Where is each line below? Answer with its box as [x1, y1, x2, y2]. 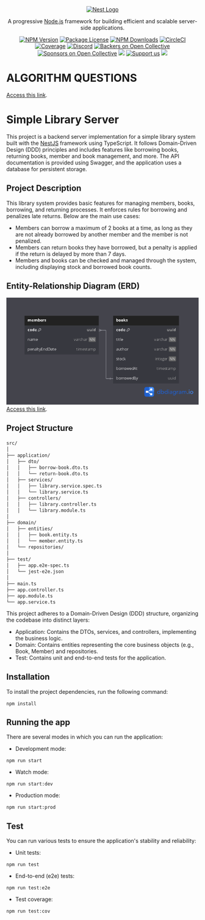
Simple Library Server [6, 113, 119, 127]
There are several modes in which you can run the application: [6, 734, 164, 741]
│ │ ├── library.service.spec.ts [6, 483, 103, 489]
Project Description [6, 183, 82, 194]
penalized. [15, 237, 41, 245]
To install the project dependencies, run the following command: [6, 688, 168, 695]
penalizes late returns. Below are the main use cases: [6, 212, 140, 219]
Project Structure [6, 423, 73, 433]
